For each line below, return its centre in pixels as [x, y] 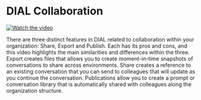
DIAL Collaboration [55, 11]
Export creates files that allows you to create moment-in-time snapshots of [100, 58]
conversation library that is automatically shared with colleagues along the [99, 84]
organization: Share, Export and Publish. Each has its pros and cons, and [97, 46]
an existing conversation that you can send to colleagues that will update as [101, 71]
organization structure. [35, 90]
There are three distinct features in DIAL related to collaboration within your [100, 39]
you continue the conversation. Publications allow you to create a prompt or [101, 78]
